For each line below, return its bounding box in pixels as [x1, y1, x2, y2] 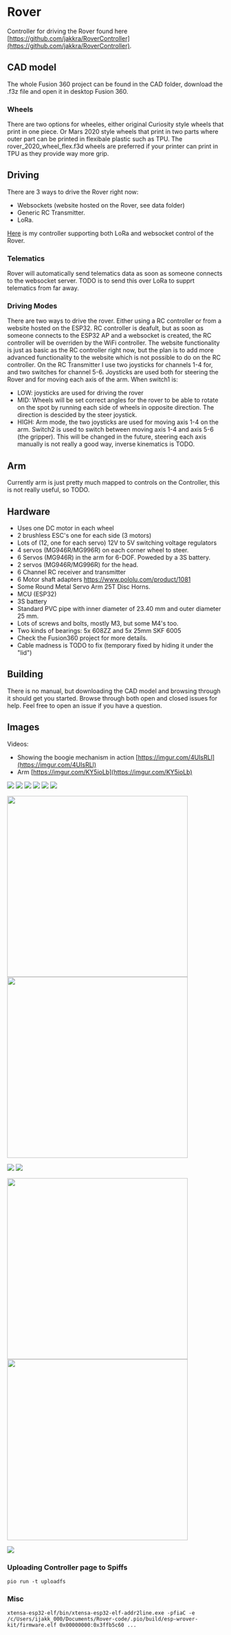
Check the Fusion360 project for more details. [16, 634, 148, 642]
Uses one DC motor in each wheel [16, 524, 115, 532]
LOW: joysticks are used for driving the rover [16, 389, 144, 397]
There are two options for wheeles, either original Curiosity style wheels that [7, 120, 224, 128]
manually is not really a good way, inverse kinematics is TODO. [16, 440, 195, 448]
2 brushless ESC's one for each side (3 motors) [16, 532, 152, 540]
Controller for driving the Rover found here [7, 27, 128, 35]
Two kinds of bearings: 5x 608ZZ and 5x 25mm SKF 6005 [16, 627, 181, 635]
